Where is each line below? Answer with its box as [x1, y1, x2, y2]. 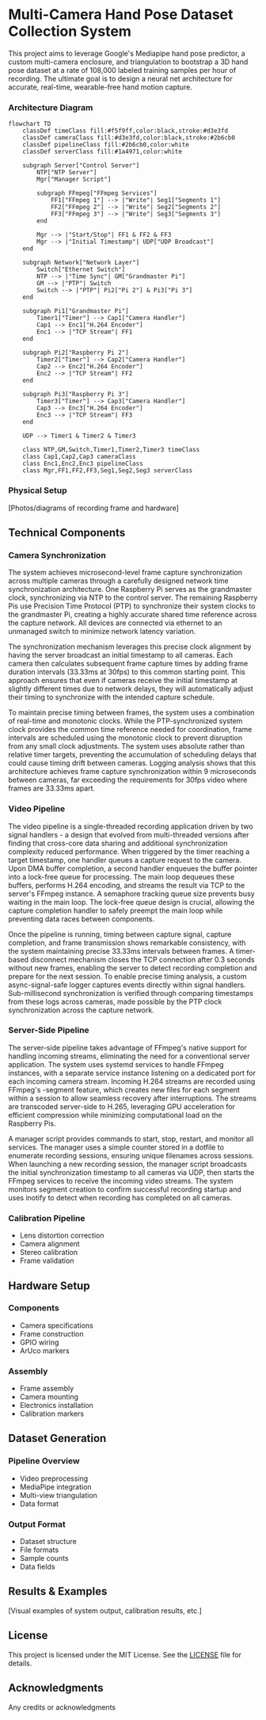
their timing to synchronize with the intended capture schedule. [8, 692, 215, 702]
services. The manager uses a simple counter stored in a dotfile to [8, 1142, 224, 1152]
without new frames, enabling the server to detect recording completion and [8, 963, 257, 972]
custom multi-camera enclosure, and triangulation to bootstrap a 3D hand [8, 57, 249, 67]
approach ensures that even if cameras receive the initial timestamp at [8, 676, 237, 685]
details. [8, 1658, 32, 1668]
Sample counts [19, 1554, 69, 1563]
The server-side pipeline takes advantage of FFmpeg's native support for [8, 1043, 247, 1052]
